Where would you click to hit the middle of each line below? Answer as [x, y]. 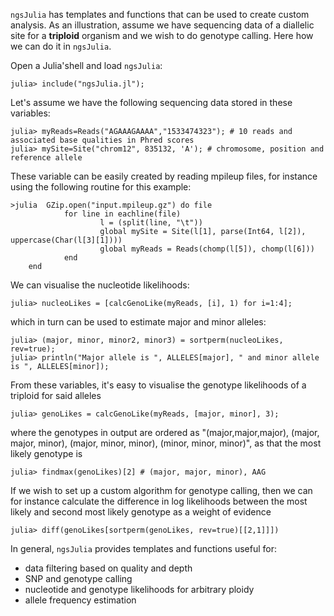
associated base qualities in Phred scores [102, 140]
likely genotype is [46, 453]
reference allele [46, 158]
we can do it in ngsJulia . [61, 46]
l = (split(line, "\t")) [151, 223]
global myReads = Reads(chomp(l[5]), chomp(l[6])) [207, 249]
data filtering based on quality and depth [108, 568]
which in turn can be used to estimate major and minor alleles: [138, 322]
